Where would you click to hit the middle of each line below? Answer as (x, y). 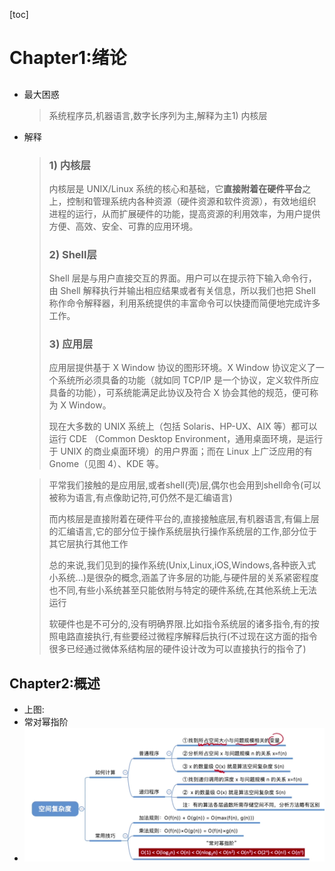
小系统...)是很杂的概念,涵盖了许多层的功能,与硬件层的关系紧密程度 (183, 578)
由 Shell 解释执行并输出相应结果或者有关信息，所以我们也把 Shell (182, 291)
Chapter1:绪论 (68, 58)
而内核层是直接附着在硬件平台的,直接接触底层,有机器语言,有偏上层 (184, 519)
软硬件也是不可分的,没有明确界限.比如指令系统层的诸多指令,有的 (179, 624)
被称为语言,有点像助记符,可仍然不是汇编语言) (140, 498)
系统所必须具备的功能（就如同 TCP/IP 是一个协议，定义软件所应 (188, 380)
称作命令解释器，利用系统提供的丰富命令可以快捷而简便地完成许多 (184, 303)
